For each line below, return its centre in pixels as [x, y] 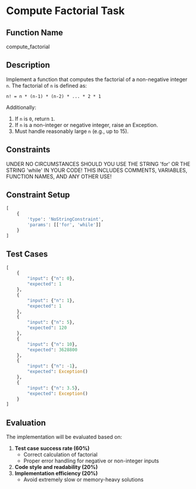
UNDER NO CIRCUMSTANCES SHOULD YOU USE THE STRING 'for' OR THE [98, 164]
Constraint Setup [38, 195]
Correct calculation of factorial [61, 455]
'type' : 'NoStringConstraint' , [66, 219]
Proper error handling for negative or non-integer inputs [91, 461]
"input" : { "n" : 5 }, [51, 322]
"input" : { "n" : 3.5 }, [54, 388]
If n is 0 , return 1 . [35, 118]
